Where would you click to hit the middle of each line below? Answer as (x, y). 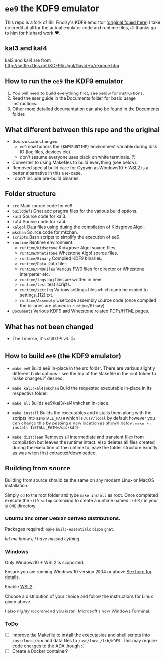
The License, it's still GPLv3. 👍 (44, 339)
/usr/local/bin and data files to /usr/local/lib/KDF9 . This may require (84, 640)
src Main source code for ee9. (43, 206)
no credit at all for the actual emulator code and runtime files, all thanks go (81, 27)
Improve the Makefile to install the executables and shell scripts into (81, 635)
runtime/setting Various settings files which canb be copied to (83, 290)
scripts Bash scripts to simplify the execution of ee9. (66, 237)
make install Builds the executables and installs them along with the (82, 412)
